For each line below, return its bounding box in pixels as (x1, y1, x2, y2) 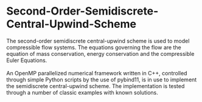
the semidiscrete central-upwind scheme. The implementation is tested (6, 82, 185, 89)
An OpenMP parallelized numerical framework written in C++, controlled (6, 69, 187, 76)
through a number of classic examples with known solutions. (6, 89, 158, 96)
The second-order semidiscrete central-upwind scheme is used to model (6, 37, 190, 44)
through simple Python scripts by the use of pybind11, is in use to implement (6, 76, 197, 83)
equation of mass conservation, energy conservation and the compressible (6, 50, 195, 57)
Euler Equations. (6, 56, 47, 64)
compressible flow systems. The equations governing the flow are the (6, 44, 181, 51)
